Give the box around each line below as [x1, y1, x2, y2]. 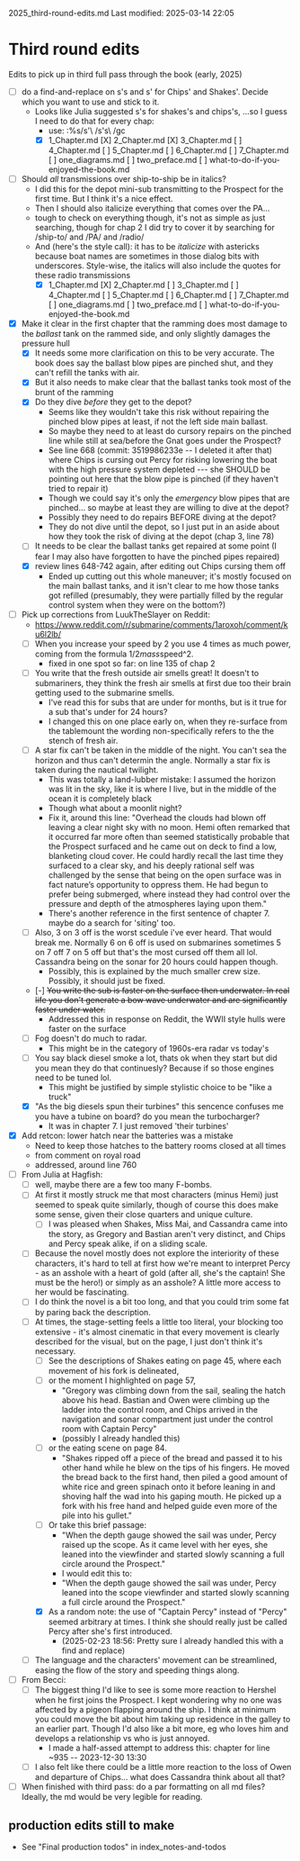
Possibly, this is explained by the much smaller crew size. [48, 965, 261, 976]
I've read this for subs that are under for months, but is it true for [48, 697, 287, 708]
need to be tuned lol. [34, 1072, 112, 1083]
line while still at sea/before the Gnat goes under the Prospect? [48, 436, 282, 447]
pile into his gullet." [61, 1510, 132, 1521]
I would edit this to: [61, 1567, 132, 1578]
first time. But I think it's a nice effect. [34, 194, 173, 204]
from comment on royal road [34, 1150, 141, 1161]
